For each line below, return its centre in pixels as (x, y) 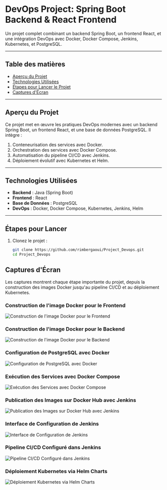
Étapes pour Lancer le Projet (42, 87)
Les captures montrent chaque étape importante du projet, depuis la (75, 282)
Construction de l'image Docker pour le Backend (65, 329)
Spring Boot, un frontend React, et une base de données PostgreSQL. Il (78, 130)
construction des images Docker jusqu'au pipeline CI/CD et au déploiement (82, 287)
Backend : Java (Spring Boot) (43, 193)
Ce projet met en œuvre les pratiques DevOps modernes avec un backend (81, 124)
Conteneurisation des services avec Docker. (58, 145)
